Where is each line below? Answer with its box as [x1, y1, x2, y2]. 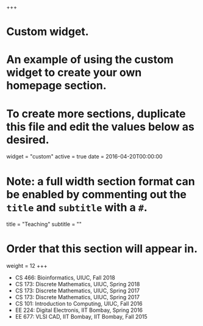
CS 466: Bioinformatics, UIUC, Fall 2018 [15, 274, 116, 281]
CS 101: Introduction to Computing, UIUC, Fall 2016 [15, 300, 143, 308]
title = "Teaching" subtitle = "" [6, 221, 82, 228]
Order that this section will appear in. [6, 242, 198, 256]
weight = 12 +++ [6, 262, 48, 270]
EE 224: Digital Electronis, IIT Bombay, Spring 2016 [15, 306, 143, 314]
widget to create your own [6, 65, 142, 80]
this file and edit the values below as [6, 120, 195, 133]
